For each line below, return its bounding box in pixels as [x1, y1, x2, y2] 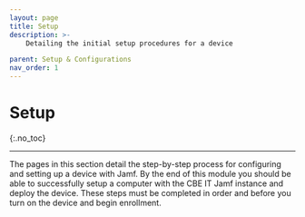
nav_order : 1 [9, 64, 59, 73]
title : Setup [9, 22, 59, 31]
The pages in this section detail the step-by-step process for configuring [9, 158, 281, 169]
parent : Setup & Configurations [9, 55, 132, 64]
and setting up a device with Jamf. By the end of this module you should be [9, 168, 292, 179]
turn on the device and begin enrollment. [9, 197, 162, 208]
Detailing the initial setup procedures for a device [25, 38, 233, 48]
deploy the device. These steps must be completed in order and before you [9, 187, 292, 198]
